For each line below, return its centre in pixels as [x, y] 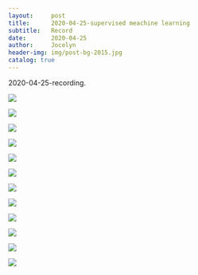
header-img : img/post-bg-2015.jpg [66, 53]
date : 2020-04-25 [48, 38]
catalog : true [32, 61]
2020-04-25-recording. [47, 82]
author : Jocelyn [43, 45]
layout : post [37, 16]
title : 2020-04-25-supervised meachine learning [99, 23]
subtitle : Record [41, 30]
